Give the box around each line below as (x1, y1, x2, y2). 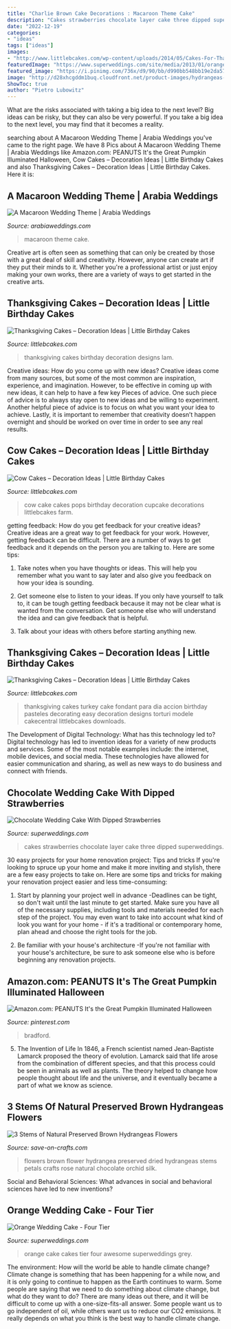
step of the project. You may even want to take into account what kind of (16, 913, 223, 922)
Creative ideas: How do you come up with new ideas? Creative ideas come (7, 366, 219, 375)
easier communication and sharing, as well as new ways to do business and (7, 759, 222, 768)
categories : (7, 29, 41, 36)
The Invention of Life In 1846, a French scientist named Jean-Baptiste (16, 1045, 214, 1052)
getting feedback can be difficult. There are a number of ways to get (7, 536, 201, 544)
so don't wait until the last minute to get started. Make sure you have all (16, 898, 220, 907)
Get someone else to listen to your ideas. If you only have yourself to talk (16, 592, 224, 600)
